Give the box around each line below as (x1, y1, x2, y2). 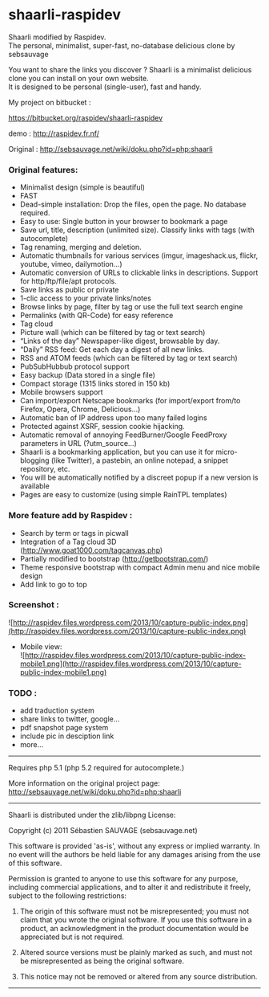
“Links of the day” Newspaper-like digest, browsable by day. (19, 336, 220, 346)
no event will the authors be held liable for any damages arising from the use (8, 850, 261, 860)
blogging (19, 456, 50, 465)
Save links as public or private (19, 285, 119, 295)
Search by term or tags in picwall (19, 528, 130, 537)
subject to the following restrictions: (8, 891, 126, 901)
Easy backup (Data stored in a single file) (19, 370, 156, 380)
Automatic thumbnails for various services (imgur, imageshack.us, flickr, (19, 251, 259, 260)
